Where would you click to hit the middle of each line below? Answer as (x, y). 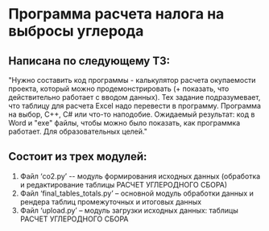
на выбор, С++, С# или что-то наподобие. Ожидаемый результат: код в (132, 114)
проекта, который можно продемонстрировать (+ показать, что (119, 89)
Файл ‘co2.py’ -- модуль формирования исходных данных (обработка (140, 176)
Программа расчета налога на (116, 14)
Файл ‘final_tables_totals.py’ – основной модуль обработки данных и (137, 193)
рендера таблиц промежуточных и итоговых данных (111, 201)
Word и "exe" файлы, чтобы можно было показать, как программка (124, 123)
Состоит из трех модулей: (78, 157)
